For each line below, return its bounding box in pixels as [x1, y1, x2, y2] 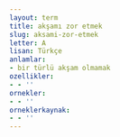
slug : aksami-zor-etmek [9, 30, 99, 39]
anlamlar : [9, 55, 47, 64]
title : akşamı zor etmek [9, 22, 103, 31]
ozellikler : [9, 72, 54, 81]
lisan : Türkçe [9, 47, 63, 56]
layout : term [9, 13, 59, 23]
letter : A [9, 38, 47, 48]
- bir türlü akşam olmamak [9, 64, 111, 73]
